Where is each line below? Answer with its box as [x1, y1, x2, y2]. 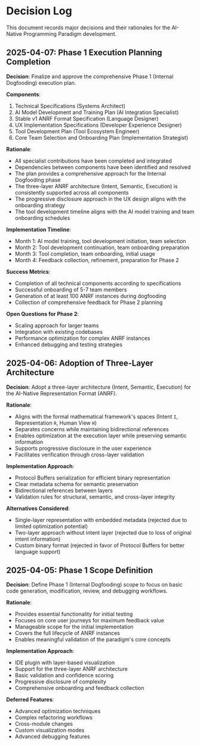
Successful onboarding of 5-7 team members [14, 285, 127, 293]
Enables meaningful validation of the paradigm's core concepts [14, 636, 171, 643]
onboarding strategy [14, 201, 66, 208]
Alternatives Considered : [6, 505, 70, 512]
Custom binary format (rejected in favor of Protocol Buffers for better [14, 542, 185, 549]
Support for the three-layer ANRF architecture [14, 665, 128, 673]
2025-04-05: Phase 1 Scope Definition [6, 565, 153, 575]
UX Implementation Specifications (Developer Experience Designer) [14, 121, 182, 128]
